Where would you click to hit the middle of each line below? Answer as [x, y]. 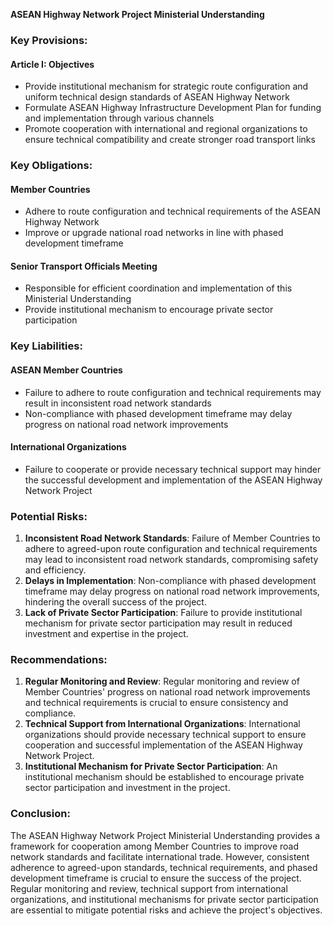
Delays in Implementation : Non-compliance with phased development [170, 581]
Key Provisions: [49, 40]
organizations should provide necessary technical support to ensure [165, 735]
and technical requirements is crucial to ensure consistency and [156, 703]
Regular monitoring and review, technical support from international [149, 888]
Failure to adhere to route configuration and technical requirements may [173, 392]
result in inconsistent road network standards [118, 403]
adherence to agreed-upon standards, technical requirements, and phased [164, 867]
